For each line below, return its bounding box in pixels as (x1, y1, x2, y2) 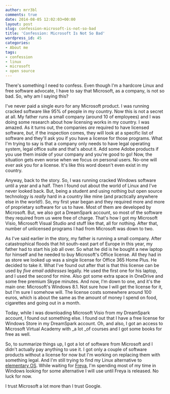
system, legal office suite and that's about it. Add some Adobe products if (5, 146, 159, 152)
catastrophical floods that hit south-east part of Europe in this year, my (5, 241, 153, 247)
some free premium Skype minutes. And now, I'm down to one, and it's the (5, 279, 161, 284)
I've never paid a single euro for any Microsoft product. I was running (5, 103, 149, 109)
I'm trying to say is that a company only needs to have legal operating (5, 141, 151, 147)
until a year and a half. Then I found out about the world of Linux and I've (5, 183, 157, 189)
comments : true (5, 12, 37, 17)
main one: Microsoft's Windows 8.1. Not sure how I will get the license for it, (5, 284, 163, 290)
